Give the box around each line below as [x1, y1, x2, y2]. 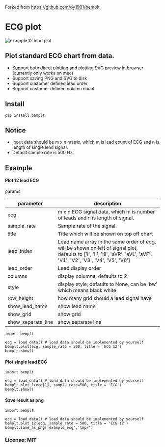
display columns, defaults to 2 [58, 272, 128, 279]
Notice [5, 126, 26, 134]
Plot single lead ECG [5, 359, 48, 365]
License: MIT [5, 437, 37, 444]
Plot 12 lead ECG [5, 178, 39, 184]
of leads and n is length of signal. [58, 214, 134, 221]
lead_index [7, 247, 33, 254]
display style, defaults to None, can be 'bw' [58, 281, 158, 288]
